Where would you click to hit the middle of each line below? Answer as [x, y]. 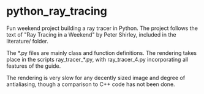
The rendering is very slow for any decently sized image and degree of [96, 78]
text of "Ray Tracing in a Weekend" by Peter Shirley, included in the [91, 34]
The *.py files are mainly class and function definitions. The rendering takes [102, 52]
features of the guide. [34, 66]
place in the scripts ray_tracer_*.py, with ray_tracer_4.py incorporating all [97, 59]
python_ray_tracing [57, 11]
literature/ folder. [28, 41]
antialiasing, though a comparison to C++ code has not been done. [91, 84]
